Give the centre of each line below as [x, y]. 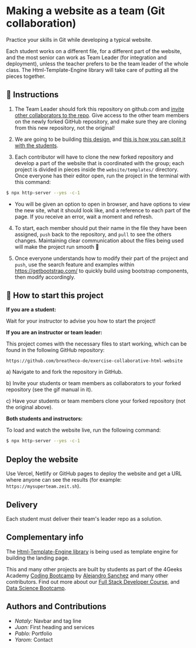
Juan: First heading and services [54, 627]
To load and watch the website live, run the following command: [84, 430]
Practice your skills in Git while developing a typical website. [79, 40]
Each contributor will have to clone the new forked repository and [94, 157]
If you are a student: [31, 310]
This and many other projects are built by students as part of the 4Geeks [94, 569]
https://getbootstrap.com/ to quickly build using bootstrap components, [102, 271]
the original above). [29, 407]
